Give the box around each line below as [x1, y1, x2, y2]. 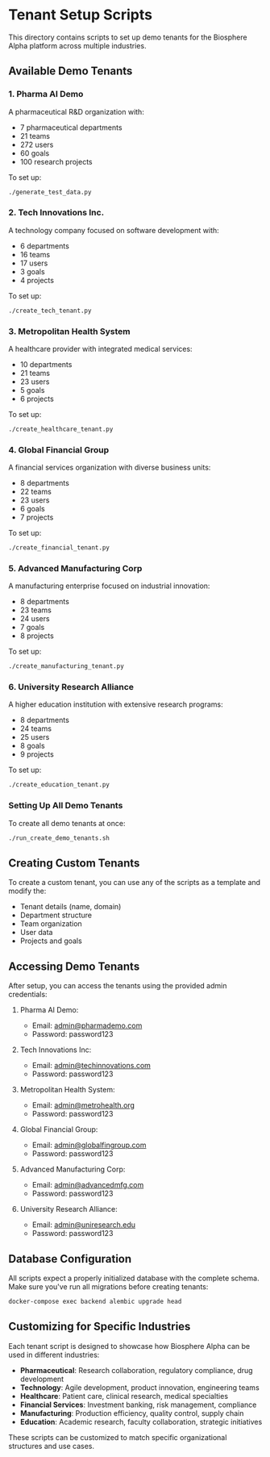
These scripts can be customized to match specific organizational [8, 1432, 227, 1442]
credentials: [8, 990, 48, 1000]
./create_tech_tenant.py [8, 307, 92, 315]
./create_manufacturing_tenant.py [8, 662, 125, 670]
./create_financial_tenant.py [8, 544, 110, 552]
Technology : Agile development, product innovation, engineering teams [19, 1382, 260, 1392]
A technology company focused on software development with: [8, 225, 219, 235]
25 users [19, 733, 50, 742]
